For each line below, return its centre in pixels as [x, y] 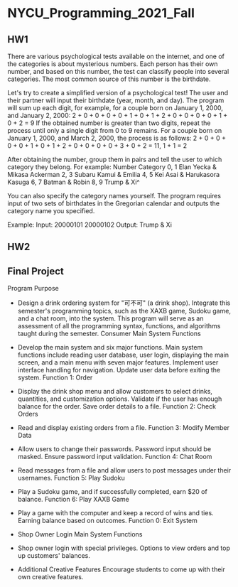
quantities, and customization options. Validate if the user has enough [120, 399]
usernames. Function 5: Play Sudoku [71, 478]
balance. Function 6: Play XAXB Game [73, 500]
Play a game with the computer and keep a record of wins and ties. [116, 513]
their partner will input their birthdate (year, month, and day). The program [116, 100]
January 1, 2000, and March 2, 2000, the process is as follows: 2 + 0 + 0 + [117, 138]
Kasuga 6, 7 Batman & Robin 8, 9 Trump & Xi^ [74, 182]
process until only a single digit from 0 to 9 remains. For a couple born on [115, 130]
